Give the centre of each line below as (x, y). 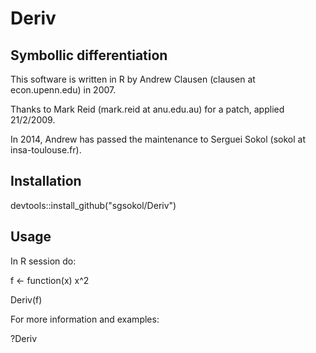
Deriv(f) (26, 299)
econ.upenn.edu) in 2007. (63, 90)
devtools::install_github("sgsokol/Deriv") (93, 205)
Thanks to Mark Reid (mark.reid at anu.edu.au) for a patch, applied (147, 109)
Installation (46, 181)
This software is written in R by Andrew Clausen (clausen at (133, 79)
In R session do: (43, 261)
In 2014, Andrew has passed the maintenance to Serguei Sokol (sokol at (158, 139)
